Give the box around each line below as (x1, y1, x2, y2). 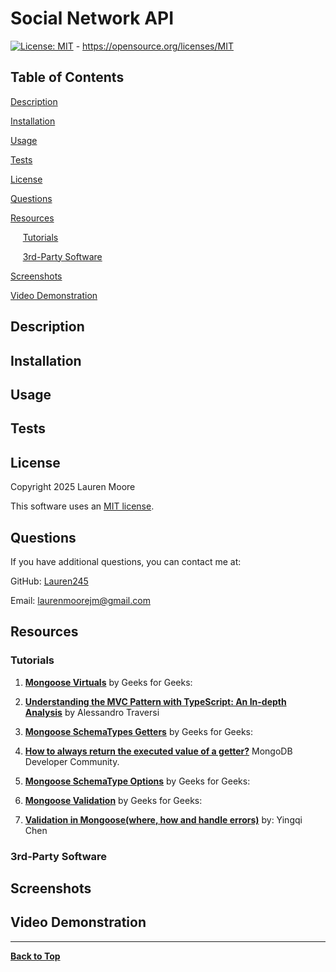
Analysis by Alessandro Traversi (24, 706, 160, 718)
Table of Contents (10, 69, 125, 86)
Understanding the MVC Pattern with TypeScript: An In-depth (24, 695, 287, 707)
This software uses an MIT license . (10, 500, 155, 512)
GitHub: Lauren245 (10, 575, 89, 587)
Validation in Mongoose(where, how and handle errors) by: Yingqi (24, 813, 303, 826)
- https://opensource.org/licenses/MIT (75, 40, 234, 52)
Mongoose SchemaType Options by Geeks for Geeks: (24, 775, 251, 787)
